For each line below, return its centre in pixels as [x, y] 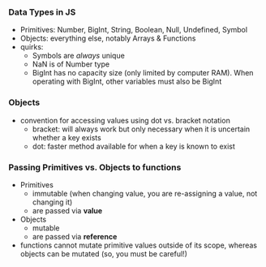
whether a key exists [66, 137]
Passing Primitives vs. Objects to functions [95, 167]
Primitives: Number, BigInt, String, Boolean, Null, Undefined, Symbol [134, 30]
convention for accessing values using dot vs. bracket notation [125, 120]
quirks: [32, 47]
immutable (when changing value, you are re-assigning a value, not [145, 193]
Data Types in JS [42, 12]
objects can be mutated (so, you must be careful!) [104, 253]
